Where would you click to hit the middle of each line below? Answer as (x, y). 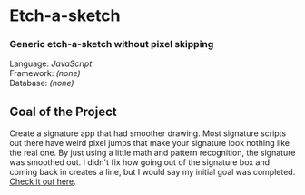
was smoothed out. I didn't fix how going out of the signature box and (140, 162)
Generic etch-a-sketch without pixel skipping (112, 44)
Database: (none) (42, 83)
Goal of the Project (63, 111)
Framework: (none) (45, 73)
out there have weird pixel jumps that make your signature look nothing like (150, 143)
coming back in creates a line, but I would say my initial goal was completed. (152, 172)
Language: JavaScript (51, 63)
